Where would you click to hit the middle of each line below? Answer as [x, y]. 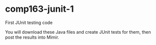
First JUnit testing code [29, 22]
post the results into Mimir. [32, 37]
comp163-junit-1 [39, 9]
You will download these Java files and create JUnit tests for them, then [78, 32]
